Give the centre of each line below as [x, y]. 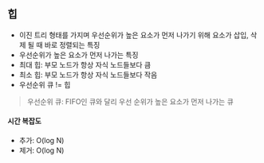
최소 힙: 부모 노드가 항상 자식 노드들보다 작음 [88, 75]
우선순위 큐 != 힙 [45, 84]
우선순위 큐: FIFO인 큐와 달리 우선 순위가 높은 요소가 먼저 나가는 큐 [130, 101]
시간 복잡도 [24, 121]
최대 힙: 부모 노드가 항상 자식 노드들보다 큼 [85, 64]
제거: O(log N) [41, 150]
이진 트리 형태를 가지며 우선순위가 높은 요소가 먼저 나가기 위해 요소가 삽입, [134, 35]
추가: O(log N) [41, 141]
